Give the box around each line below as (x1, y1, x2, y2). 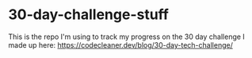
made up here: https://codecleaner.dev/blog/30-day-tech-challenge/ (8, 40, 234, 49)
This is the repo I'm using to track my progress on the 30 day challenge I (8, 32, 246, 41)
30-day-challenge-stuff (8, 6, 169, 24)
